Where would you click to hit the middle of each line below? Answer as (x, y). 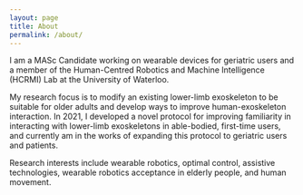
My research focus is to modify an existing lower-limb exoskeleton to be (144, 97)
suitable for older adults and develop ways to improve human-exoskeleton (148, 107)
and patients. (34, 145)
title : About (34, 26)
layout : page (34, 18)
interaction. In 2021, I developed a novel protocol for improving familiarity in (151, 117)
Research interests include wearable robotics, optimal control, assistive (142, 163)
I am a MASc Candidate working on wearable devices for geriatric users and (152, 61)
